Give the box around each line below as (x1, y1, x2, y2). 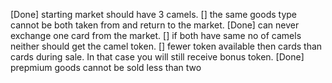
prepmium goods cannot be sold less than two (10, 62, 202, 73)
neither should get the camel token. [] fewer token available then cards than (10, 40, 323, 52)
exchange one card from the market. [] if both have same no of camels (10, 30, 302, 41)
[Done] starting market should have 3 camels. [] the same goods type (10, 9, 297, 20)
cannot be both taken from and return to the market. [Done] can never (10, 19, 300, 31)
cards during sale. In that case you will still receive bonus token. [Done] (10, 51, 305, 63)
